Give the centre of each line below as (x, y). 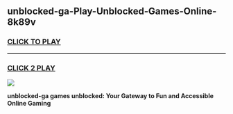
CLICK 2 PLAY (31, 68)
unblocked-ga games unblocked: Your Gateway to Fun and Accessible (110, 95)
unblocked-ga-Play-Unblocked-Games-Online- (112, 11)
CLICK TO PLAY (34, 42)
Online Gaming (29, 103)
